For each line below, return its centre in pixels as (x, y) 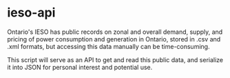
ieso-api (31, 13)
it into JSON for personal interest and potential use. (80, 67)
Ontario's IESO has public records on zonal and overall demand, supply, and (115, 32)
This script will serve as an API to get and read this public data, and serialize (115, 59)
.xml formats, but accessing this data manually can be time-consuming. (108, 46)
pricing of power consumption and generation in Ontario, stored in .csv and (114, 39)
